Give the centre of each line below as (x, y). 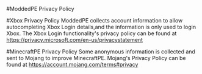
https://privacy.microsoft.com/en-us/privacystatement (75, 40)
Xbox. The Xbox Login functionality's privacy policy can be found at (92, 33)
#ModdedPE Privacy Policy (40, 9)
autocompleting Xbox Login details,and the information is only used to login (101, 27)
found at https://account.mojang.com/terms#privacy (72, 64)
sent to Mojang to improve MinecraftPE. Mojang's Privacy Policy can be (96, 58)
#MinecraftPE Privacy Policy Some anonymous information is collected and (101, 52)
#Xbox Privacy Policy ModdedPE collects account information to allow (95, 20)
